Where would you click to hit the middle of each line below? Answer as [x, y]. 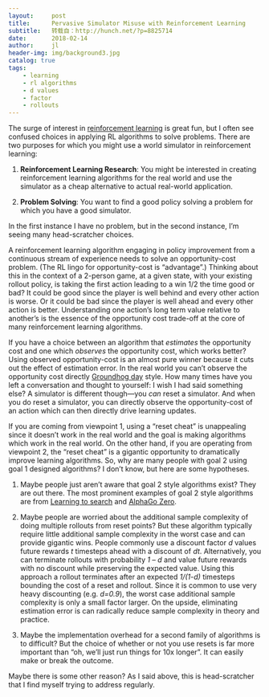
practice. [35, 620]
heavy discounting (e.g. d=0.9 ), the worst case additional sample [127, 594]
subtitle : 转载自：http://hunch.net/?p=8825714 [90, 31]
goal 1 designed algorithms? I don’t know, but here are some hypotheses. [129, 469]
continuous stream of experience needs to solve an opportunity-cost [122, 259]
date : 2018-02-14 [48, 38]
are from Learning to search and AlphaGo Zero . [98, 502]
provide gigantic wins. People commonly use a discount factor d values [138, 543]
